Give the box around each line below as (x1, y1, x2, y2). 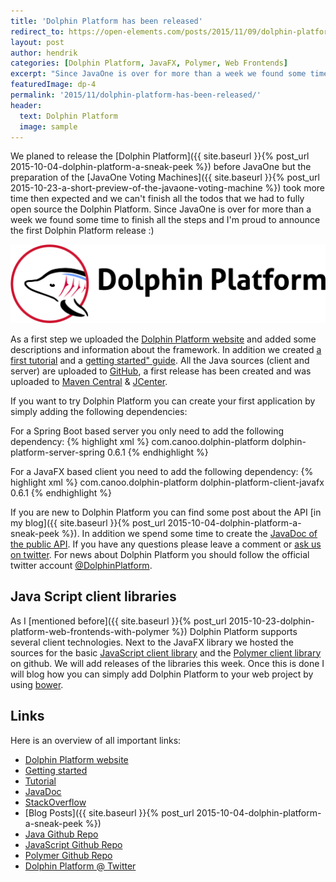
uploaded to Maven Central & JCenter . (10, 375, 168, 387)
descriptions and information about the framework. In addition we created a (10, 343, 322, 355)
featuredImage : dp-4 (10, 80, 97, 90)
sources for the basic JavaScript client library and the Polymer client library (10, 646, 322, 659)
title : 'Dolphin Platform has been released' (10, 16, 203, 26)
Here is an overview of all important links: (10, 734, 182, 746)
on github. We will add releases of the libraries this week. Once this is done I (10, 657, 325, 669)
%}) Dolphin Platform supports (171, 625, 298, 637)
